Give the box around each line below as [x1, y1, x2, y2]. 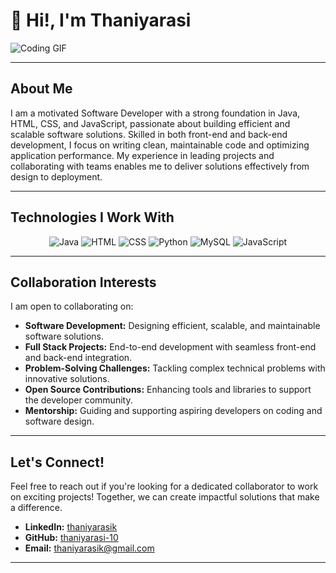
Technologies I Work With [10, 209, 175, 226]
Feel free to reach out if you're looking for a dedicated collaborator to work [10, 480, 319, 493]
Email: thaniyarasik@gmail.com [24, 542, 155, 554]
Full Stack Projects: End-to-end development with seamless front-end [24, 341, 317, 353]
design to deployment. [10, 170, 103, 183]
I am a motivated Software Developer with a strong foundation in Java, [10, 107, 301, 119]
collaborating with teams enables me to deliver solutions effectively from [10, 160, 310, 172]
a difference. [10, 502, 63, 514]
